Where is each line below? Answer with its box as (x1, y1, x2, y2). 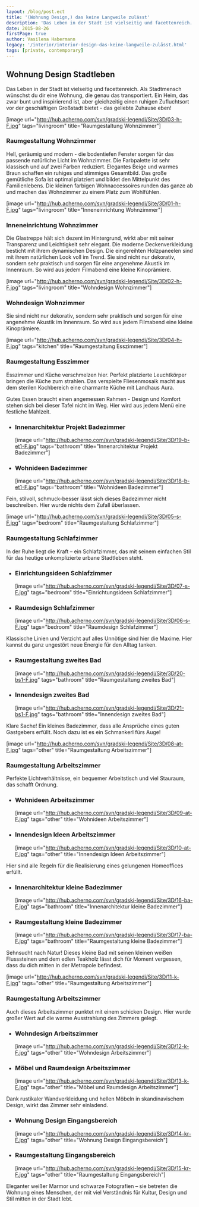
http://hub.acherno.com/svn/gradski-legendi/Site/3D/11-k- (36, 973, 179, 980)
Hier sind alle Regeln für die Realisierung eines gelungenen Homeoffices (6, 862, 184, 869)
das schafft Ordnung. (6, 781, 58, 788)
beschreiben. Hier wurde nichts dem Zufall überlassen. (6, 501, 141, 509)
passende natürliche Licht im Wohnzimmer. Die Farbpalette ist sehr (6, 156, 170, 164)
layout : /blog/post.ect (6, 8, 65, 15)
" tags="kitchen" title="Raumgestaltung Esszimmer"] (18, 343, 148, 350)
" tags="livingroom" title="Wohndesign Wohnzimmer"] (18, 284, 152, 291)
